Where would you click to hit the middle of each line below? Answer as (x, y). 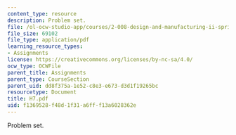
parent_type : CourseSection (48, 79)
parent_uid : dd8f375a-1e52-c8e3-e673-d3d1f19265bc (83, 86)
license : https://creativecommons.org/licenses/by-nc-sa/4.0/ (100, 60)
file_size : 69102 (33, 33)
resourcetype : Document (42, 92)
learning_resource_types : (45, 46)
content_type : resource (42, 14)
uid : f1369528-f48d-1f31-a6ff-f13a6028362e (72, 105)
